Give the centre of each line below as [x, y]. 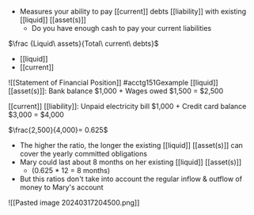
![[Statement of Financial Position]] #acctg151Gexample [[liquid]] [114, 83]
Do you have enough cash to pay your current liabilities [121, 28]
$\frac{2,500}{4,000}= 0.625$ [58, 130]
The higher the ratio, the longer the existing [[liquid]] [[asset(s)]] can [131, 145]
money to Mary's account [61, 187]
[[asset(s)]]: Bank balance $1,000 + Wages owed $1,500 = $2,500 [116, 91]
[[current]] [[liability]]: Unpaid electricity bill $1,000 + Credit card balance [127, 106]
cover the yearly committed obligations [83, 154]
